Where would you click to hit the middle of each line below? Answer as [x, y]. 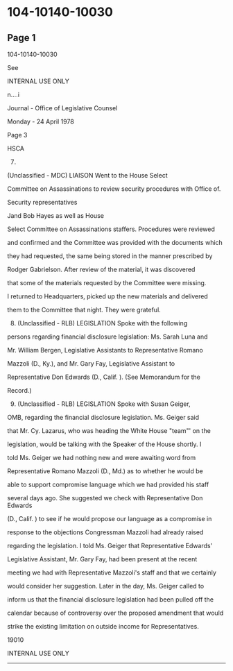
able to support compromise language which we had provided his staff [108, 484]
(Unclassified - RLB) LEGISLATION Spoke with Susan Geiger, [104, 404]
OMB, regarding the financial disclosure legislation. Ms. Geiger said [103, 417]
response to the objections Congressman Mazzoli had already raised [105, 532]
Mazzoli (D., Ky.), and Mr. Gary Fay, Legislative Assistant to [91, 364]
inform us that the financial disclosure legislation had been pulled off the [110, 600]
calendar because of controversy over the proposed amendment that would [115, 613]
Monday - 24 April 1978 [41, 121]
